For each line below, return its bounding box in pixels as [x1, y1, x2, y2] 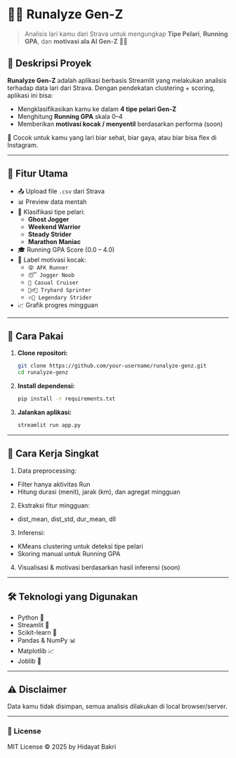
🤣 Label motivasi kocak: [17, 255, 86, 264]
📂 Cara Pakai [7, 330, 64, 342]
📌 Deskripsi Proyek [7, 58, 92, 70]
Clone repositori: [17, 349, 68, 357]
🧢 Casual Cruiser [27, 279, 79, 286]
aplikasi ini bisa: [7, 91, 53, 99]
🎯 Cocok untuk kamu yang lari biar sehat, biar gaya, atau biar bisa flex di [7, 133, 217, 141]
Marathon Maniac [27, 237, 81, 245]
